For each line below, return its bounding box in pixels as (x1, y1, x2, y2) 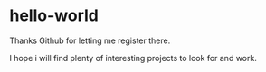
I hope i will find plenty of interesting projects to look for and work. (9, 52, 258, 63)
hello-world (9, 5, 100, 26)
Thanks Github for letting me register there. (9, 35, 171, 46)
